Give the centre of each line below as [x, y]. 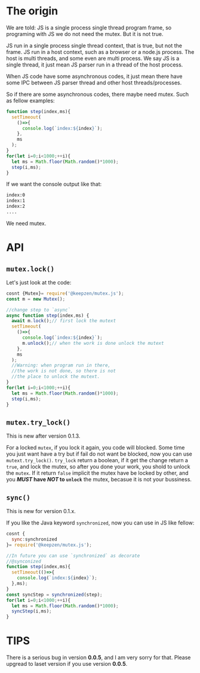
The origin [32, 11]
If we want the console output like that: [54, 184]
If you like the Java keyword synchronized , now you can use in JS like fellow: [100, 523]
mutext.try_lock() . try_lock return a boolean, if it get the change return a [97, 460]
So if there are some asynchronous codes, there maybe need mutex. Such [98, 94]
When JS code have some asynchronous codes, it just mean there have [95, 76]
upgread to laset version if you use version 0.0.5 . [67, 664]
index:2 [16, 207]
